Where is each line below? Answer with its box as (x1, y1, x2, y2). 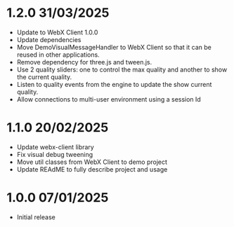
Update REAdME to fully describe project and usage (16, 165, 168, 173)
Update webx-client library (16, 142, 94, 151)
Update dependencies (16, 35, 82, 43)
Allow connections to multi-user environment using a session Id (16, 95, 201, 103)
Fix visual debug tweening (16, 150, 93, 158)
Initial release (16, 212, 56, 221)
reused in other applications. (16, 50, 100, 59)
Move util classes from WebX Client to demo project (16, 158, 168, 166)
